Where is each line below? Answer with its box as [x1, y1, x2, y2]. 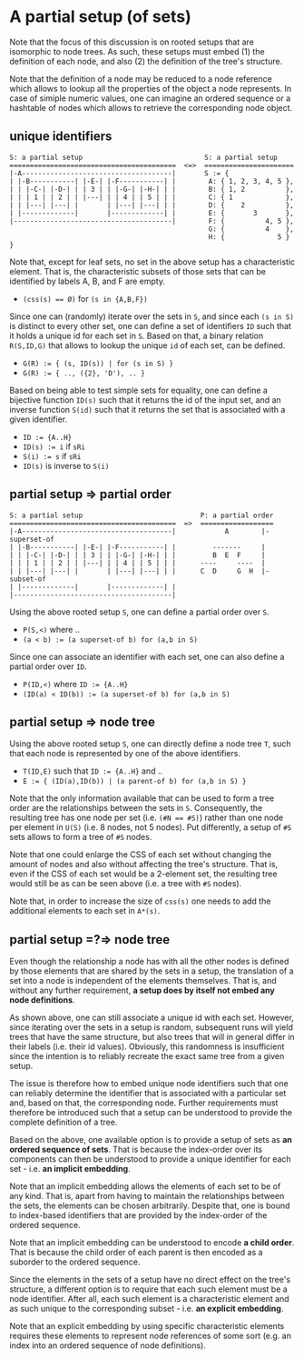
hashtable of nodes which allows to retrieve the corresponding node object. [9, 102, 293, 113]
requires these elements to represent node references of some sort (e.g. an [9, 1330, 292, 1342]
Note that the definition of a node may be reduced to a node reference [9, 73, 272, 84]
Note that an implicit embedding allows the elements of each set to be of [9, 1181, 281, 1192]
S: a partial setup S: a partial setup [9, 153, 279, 162]
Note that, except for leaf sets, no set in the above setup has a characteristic [9, 256, 296, 267]
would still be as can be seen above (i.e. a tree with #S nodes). [9, 878, 242, 889]
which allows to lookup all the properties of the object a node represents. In [9, 83, 292, 94]
